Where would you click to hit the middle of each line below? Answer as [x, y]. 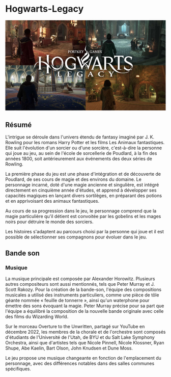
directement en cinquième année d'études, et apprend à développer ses [81, 190]
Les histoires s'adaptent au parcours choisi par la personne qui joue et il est [85, 232]
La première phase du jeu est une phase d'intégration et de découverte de [83, 174]
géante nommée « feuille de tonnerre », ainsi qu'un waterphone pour [77, 300]
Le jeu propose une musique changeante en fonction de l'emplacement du [83, 358]
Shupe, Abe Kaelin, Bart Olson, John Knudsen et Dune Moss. [69, 348]
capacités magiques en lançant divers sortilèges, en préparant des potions [83, 196]
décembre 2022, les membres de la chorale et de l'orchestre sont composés [85, 332]
